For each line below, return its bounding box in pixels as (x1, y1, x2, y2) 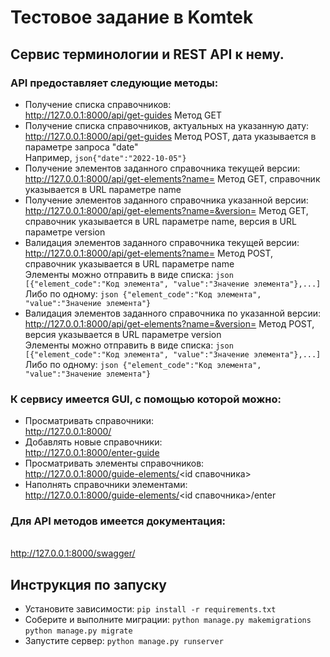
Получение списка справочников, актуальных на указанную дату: (24, 119, 310, 131)
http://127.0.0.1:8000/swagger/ (10, 547, 136, 560)
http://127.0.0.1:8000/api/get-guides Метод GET (24, 109, 222, 121)
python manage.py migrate (24, 626, 133, 636)
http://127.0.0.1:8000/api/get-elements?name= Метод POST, (24, 247, 274, 259)
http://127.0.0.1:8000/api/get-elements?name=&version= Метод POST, (24, 317, 315, 330)
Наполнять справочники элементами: (24, 479, 188, 491)
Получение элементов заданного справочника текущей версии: (24, 162, 301, 174)
